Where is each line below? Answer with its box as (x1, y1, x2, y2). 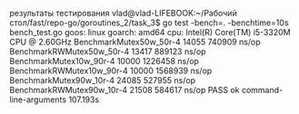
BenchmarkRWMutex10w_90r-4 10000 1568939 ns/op (9, 65, 213, 76)
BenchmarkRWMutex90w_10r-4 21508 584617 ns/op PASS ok (9, 85, 240, 95)
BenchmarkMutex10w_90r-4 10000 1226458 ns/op (9, 56, 200, 66)
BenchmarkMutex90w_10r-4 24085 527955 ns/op (9, 75, 196, 85)
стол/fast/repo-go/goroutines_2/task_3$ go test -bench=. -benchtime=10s (9, 17, 289, 28)
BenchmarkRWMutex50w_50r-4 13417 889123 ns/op (9, 46, 206, 57)
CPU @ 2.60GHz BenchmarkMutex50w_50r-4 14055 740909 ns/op (9, 36, 261, 47)
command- (241, 85, 284, 95)
